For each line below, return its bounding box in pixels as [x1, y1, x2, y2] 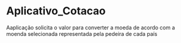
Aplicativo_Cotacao [6, 4, 106, 18]
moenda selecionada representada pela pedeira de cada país [6, 30, 158, 37]
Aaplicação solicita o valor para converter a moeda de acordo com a [6, 24, 176, 31]
